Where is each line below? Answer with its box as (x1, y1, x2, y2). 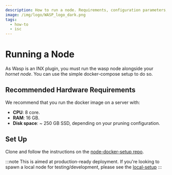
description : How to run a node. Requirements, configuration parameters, (5, 7, 168, 13)
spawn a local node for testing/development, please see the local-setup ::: (5, 164, 162, 170)
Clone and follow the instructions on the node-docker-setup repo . (5, 148, 144, 155)
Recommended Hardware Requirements (5, 85, 136, 95)
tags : (5, 17, 17, 22)
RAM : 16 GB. (12, 115, 40, 121)
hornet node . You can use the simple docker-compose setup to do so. (5, 71, 153, 77)
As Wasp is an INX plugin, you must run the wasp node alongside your (5, 65, 154, 72)
